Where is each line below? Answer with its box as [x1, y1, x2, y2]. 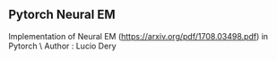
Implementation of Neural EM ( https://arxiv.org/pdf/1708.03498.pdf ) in [8, 30, 269, 41]
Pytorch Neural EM [8, 7, 116, 22]
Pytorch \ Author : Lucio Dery [8, 40, 117, 51]
